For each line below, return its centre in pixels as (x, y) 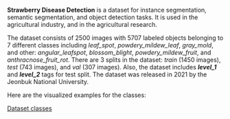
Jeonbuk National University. (48, 82)
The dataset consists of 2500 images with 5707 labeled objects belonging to (115, 38)
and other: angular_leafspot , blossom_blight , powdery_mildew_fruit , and (109, 52)
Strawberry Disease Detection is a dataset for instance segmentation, (107, 10)
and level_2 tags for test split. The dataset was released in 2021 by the (107, 74)
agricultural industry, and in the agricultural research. (82, 24)
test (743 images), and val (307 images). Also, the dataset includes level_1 (112, 67)
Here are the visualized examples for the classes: (77, 95)
